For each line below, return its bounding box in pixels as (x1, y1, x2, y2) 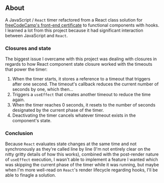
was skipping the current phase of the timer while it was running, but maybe (5, 162, 159, 168)
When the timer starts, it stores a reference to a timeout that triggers (12, 76, 151, 82)
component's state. (12, 118, 52, 124)
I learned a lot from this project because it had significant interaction (5, 27, 143, 33)
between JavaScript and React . (5, 32, 68, 38)
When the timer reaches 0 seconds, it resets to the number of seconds (12, 102, 156, 108)
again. (12, 97, 25, 103)
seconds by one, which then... (12, 86, 74, 92)
